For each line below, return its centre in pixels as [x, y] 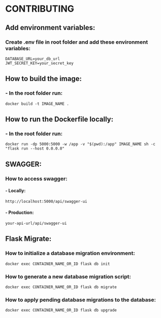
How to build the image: [44, 79]
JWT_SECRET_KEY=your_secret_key [39, 63]
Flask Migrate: [28, 239]
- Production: [20, 213]
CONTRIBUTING [40, 9]
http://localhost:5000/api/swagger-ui [46, 201]
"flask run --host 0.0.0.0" [35, 149]
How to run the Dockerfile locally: [59, 119]
